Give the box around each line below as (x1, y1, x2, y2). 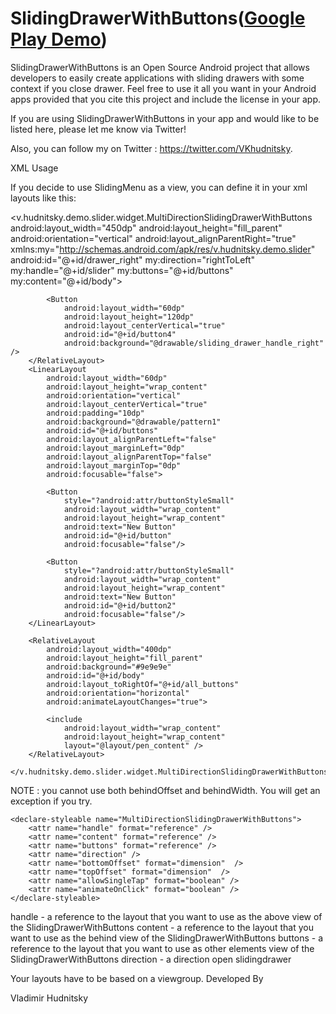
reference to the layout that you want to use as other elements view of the (10, 942, 315, 954)
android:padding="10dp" (46, 408, 145, 418)
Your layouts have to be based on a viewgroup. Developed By (10, 972, 264, 984)
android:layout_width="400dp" (46, 644, 172, 654)
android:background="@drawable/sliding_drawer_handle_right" (63, 338, 325, 348)
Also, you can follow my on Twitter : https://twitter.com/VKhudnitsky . (10, 142, 293, 154)
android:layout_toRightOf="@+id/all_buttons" (46, 679, 240, 689)
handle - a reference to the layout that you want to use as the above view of (10, 910, 323, 922)
